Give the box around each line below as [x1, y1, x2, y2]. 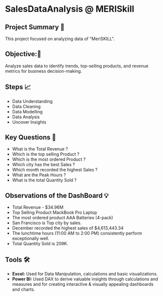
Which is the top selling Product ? [12, 151, 79, 157]
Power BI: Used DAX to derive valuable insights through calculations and [12, 276, 158, 282]
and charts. [12, 287, 35, 293]
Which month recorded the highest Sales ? [12, 167, 98, 173]
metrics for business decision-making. [5, 68, 82, 74]
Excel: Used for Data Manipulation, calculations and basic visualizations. [12, 271, 158, 277]
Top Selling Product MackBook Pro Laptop [12, 210, 97, 215]
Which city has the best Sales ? [12, 162, 75, 168]
